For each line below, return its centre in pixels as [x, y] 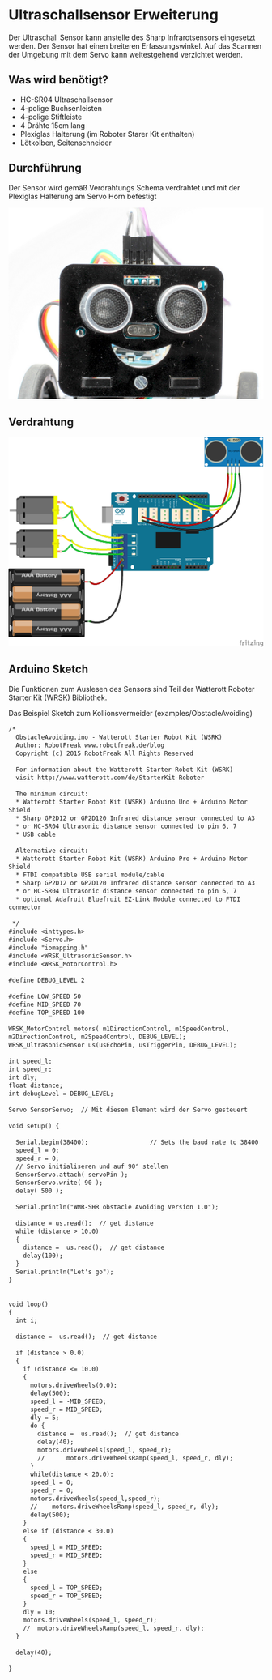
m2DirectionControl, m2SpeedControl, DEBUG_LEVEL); [97, 1037]
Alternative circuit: [52, 851]
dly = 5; [45, 1418]
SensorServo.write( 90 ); [59, 1183]
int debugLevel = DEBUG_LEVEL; [61, 1094]
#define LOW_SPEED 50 [45, 996]
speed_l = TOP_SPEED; [66, 1588]
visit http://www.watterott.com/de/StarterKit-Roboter [110, 778]
